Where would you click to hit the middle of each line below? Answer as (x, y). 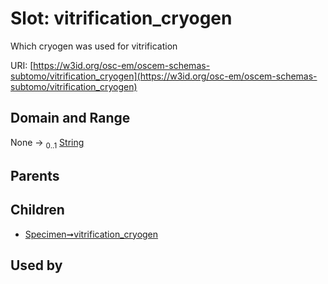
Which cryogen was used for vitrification (94, 46)
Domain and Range (70, 118)
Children (37, 210)
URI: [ (22, 65)
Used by (36, 265)
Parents (35, 175)
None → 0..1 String (47, 143)
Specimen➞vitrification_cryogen (91, 234)
